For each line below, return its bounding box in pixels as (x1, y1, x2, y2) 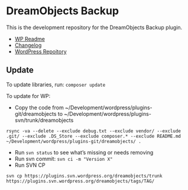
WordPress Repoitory (14, 47, 67, 55)
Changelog (14, 42, 42, 49)
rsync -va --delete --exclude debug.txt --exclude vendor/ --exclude (6, 128, 181, 134)
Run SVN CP (14, 161, 46, 169)
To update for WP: (6, 92, 51, 99)
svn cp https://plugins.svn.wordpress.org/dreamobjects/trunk (6, 173, 163, 179)
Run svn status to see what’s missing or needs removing (14, 148, 154, 156)
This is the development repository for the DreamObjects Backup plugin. (6, 24, 183, 31)
